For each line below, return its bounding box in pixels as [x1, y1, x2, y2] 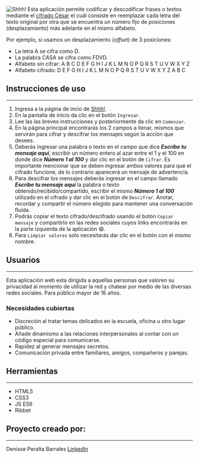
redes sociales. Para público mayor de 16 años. [6, 289, 121, 296]
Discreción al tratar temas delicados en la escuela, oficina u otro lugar [14, 317, 185, 324]
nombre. [14, 238, 36, 245]
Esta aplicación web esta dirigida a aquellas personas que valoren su [6, 277, 175, 284]
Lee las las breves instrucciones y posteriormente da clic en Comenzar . [14, 118, 185, 125]
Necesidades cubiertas [6, 304, 75, 312]
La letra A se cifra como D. [14, 48, 80, 55]
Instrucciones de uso [6, 84, 86, 94]
